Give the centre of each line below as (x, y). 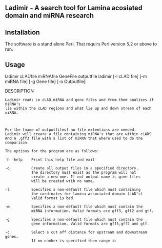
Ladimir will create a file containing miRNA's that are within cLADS (78, 134)
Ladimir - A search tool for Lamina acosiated (74, 8)
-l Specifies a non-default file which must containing (73, 190)
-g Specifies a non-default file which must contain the (74, 220)
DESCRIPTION (20, 91)
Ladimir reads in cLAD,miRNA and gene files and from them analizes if (79, 100)
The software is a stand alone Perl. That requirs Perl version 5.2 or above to (81, 44)
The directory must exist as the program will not (84, 173)
